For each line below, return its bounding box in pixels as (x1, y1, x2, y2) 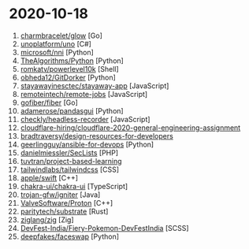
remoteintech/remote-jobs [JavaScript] (20, 89, 148, 98)
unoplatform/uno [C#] (20, 39, 91, 48)
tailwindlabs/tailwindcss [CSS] (20, 165, 120, 174)
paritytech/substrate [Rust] (20, 206, 109, 216)
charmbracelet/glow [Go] (20, 31, 103, 40)
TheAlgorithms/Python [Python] (20, 56, 124, 65)
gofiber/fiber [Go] (20, 98, 78, 107)
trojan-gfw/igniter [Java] (20, 190, 101, 199)
